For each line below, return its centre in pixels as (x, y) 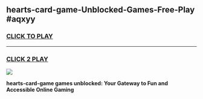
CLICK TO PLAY (30, 37)
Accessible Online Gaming (40, 89)
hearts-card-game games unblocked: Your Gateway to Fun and (87, 83)
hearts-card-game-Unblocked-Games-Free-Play (101, 10)
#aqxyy (21, 19)
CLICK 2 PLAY (27, 59)
